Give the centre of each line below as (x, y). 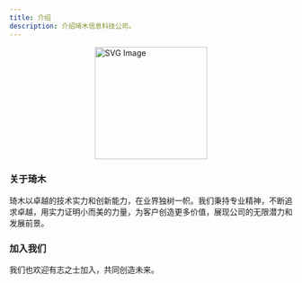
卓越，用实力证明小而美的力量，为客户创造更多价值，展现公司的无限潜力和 (155, 211)
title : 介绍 (30, 18)
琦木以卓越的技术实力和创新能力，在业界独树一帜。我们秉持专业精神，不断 (147, 200)
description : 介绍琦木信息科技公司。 (72, 26)
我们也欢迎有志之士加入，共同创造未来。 (84, 270)
